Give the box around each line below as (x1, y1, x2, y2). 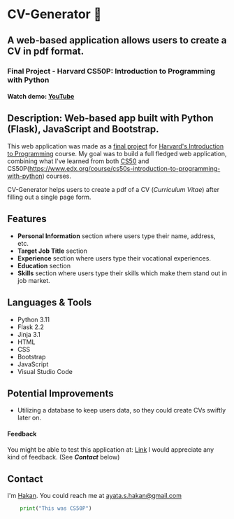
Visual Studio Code (17, 367, 73, 375)
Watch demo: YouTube (7, 92, 75, 101)
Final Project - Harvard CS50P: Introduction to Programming (7, 66, 215, 76)
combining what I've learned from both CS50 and (7, 157, 149, 165)
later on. (17, 413, 42, 422)
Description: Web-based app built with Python (7, 112, 214, 125)
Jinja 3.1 (17, 330, 41, 338)
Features (7, 213, 47, 225)
